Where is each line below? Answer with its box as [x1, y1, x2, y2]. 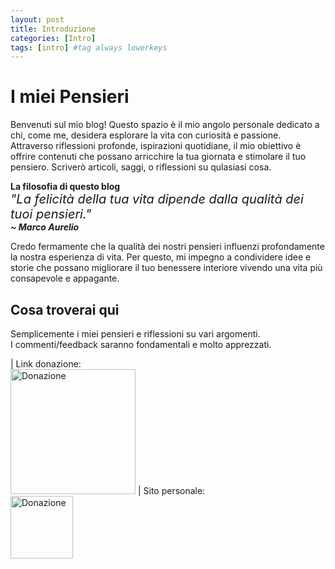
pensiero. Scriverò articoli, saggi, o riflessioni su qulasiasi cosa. [10, 161, 272, 173]
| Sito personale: [137, 485, 206, 496]
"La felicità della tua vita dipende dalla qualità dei [10, 191, 304, 208]
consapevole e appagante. [10, 272, 120, 285]
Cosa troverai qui [10, 301, 120, 318]
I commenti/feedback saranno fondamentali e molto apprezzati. [10, 339, 272, 350]
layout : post [10, 14, 65, 25]
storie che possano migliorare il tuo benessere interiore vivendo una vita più [10, 262, 323, 274]
